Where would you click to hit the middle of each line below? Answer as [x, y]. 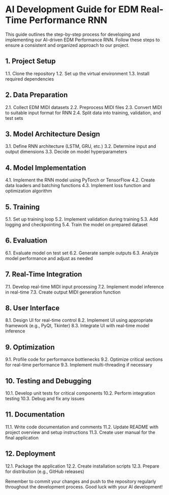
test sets [14, 118]
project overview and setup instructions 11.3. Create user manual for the [80, 432]
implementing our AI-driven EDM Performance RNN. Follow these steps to [82, 40]
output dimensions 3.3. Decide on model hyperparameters [66, 152]
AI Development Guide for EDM [72, 9]
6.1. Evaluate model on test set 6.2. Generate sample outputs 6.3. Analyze [82, 253]
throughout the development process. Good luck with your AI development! [84, 487]
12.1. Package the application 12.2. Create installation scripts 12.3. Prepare [82, 466]
